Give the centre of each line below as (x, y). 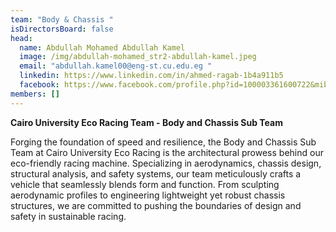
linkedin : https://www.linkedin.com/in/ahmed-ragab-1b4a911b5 (151, 76)
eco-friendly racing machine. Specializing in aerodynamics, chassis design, (166, 163)
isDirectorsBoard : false (62, 29)
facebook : (39, 85)
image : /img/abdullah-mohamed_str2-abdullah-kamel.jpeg (138, 57)
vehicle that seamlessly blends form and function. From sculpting (145, 184)
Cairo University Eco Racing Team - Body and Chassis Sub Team (146, 122)
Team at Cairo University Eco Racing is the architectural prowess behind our (167, 152)
